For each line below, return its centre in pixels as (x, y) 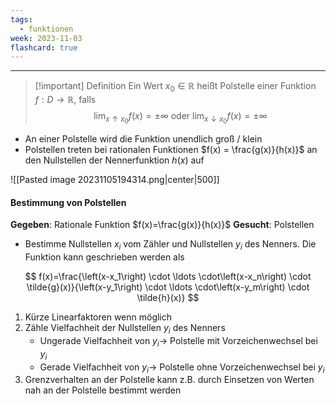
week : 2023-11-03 (46, 38)
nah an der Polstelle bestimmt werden (103, 390)
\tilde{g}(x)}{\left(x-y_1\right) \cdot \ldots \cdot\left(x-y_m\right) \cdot (168, 287)
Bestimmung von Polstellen (68, 202)
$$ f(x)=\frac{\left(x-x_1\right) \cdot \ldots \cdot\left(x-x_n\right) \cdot (168, 277)
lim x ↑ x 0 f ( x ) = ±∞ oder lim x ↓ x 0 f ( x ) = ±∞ (180, 118)
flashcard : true (44, 47)
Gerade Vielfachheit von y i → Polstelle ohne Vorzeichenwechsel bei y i (182, 368)
